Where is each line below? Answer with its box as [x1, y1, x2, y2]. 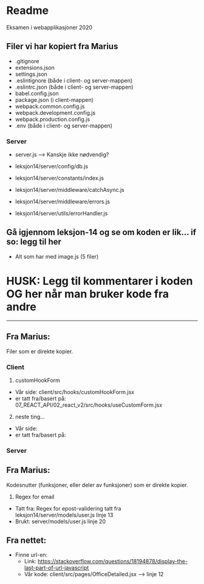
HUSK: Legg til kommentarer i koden [6, 274, 193, 288]
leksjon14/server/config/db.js [15, 163, 89, 170]
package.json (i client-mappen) [15, 96, 94, 103]
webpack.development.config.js [15, 109, 96, 116]
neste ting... [15, 413, 46, 420]
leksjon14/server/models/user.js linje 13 [15, 511, 114, 518]
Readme [6, 4, 49, 18]
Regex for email [15, 493, 55, 500]
